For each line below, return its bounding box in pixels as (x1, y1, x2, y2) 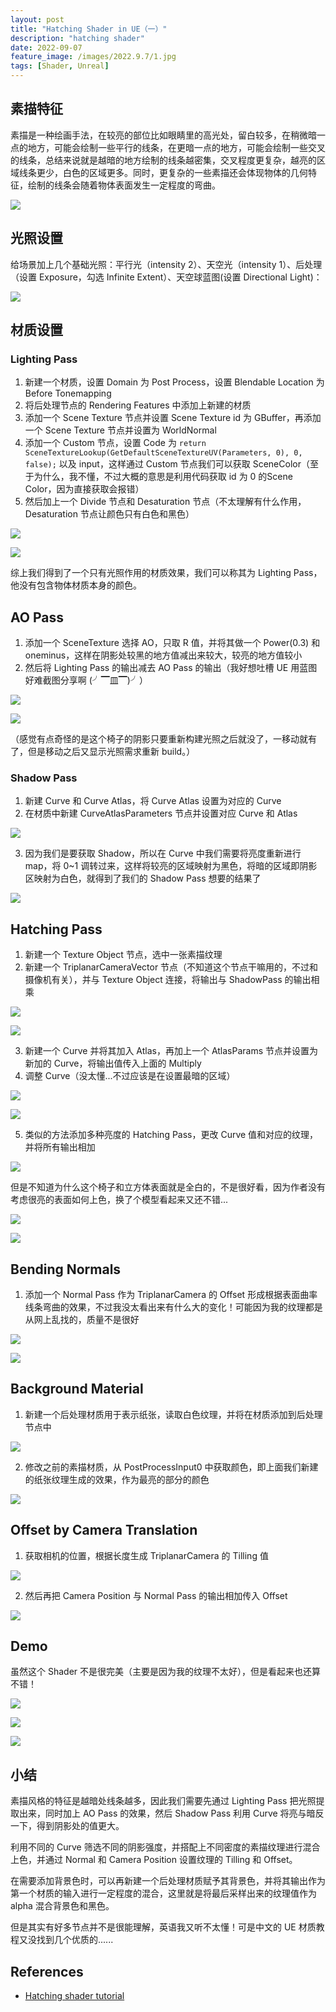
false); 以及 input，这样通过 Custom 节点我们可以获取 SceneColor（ (24, 458, 310, 470)
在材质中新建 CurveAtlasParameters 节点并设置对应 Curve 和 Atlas (24, 807, 298, 820)
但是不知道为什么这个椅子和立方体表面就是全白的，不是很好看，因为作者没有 (10, 1181, 326, 1193)
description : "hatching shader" (10, 33, 145, 43)
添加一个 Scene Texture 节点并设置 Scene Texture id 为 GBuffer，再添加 (24, 412, 322, 424)
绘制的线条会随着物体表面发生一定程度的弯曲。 (27, 179, 221, 191)
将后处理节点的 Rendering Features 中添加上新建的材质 (24, 399, 252, 411)
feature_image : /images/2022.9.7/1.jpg (10, 52, 177, 62)
